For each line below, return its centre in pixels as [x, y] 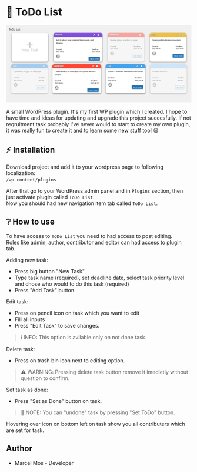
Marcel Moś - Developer [44, 463]
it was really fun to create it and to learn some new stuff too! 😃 [82, 131]
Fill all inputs [30, 319]
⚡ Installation [31, 150]
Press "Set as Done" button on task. [58, 401]
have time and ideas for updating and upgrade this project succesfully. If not [98, 118]
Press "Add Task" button [44, 290]
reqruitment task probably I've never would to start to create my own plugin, [98, 124]
